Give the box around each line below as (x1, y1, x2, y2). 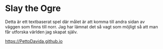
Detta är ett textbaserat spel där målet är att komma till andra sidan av (5, 19, 145, 24)
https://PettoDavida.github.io (5, 38, 63, 44)
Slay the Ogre (5, 3, 61, 14)
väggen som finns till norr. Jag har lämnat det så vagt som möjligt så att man (5, 24, 158, 29)
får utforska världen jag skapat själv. (5, 29, 78, 35)
